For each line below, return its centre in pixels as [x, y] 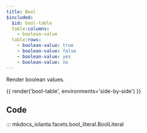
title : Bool [21, 12]
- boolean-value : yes [44, 57]
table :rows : [27, 40]
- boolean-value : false [47, 51]
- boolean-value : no [43, 62]
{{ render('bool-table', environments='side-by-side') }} [73, 91]
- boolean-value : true [45, 46]
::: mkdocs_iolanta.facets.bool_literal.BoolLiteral [65, 125]
